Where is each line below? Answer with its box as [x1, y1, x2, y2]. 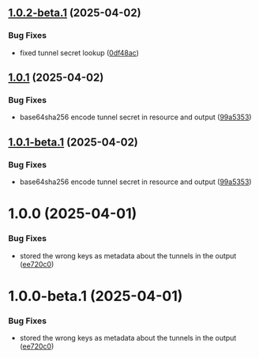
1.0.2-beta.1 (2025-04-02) [8, 6, 141, 20]
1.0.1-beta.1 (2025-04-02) [8, 135, 138, 149]
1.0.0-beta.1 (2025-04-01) [8, 287, 183, 305]
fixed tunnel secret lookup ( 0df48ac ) [19, 47, 140, 58]
